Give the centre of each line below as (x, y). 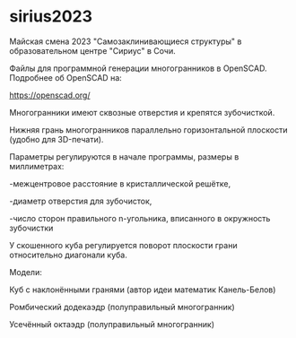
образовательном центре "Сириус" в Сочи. (93, 50)
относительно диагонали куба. (68, 255)
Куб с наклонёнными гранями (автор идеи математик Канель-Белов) (143, 290)
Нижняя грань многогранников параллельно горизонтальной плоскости (148, 130)
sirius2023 (51, 17)
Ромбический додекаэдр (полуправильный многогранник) (122, 307)
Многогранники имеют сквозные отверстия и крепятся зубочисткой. (142, 112)
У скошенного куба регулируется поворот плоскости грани (123, 245)
